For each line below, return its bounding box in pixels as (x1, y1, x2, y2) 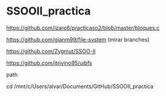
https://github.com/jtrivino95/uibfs (6, 59, 93, 66)
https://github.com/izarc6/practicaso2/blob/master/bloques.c (6, 24, 160, 31)
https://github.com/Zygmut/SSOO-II (6, 47, 96, 55)
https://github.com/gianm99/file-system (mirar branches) (6, 36, 150, 43)
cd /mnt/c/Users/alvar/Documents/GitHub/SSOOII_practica (6, 83, 153, 90)
